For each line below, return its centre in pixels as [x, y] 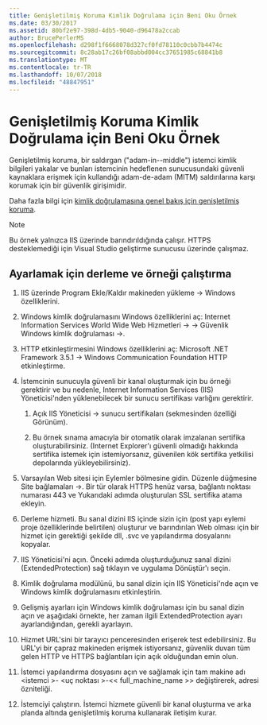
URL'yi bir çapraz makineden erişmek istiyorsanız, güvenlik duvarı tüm [135, 648]
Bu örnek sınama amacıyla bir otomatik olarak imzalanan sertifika [139, 437]
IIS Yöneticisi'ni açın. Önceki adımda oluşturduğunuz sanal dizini [126, 560]
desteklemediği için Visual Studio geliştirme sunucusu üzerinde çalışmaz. [129, 249]
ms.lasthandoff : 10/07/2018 [56, 75]
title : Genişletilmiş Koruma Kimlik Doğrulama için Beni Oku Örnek [123, 16]
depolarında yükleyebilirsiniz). [81, 463]
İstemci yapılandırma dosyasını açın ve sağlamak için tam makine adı [133, 672]
